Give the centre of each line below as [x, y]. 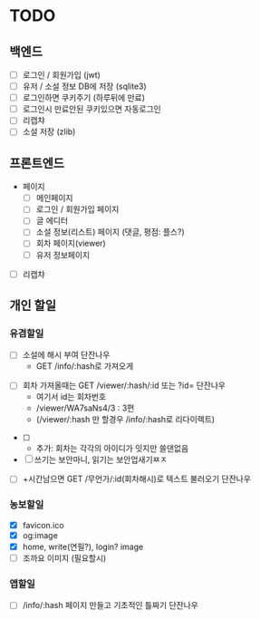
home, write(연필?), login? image [83, 546]
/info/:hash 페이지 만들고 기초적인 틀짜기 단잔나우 [111, 605]
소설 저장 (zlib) [49, 131]
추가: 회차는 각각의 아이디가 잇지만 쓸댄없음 [112, 449]
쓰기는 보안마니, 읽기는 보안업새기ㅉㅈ [101, 459]
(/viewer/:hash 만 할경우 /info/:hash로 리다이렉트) [125, 420]
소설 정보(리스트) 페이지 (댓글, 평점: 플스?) [110, 232]
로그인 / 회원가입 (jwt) [62, 75]
